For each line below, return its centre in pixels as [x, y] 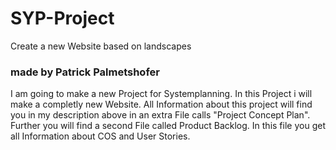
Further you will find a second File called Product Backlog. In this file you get [168, 126]
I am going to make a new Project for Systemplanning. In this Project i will [161, 94]
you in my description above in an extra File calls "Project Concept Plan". [160, 115]
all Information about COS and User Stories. [100, 136]
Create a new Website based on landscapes [101, 46]
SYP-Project [62, 18]
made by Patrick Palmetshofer [85, 72]
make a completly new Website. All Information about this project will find [161, 104]
